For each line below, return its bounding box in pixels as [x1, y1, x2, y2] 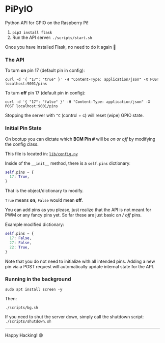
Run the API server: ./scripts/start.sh [12, 34, 92, 40]
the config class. [5, 141, 39, 147]
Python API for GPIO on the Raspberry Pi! [5, 20, 89, 26]
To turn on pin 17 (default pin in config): [5, 67, 85, 73]
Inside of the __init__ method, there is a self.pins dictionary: [5, 160, 131, 166]
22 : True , [9, 245, 29, 249]
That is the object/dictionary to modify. [5, 188, 84, 194]
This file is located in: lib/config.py [5, 151, 78, 156]
